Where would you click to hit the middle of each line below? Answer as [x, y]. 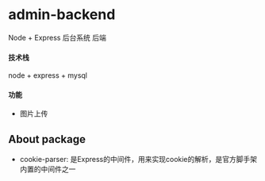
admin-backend [62, 15]
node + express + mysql [48, 75]
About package [47, 139]
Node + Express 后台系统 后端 [58, 37]
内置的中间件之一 [48, 169]
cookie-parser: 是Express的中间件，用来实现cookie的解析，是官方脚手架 [138, 160]
